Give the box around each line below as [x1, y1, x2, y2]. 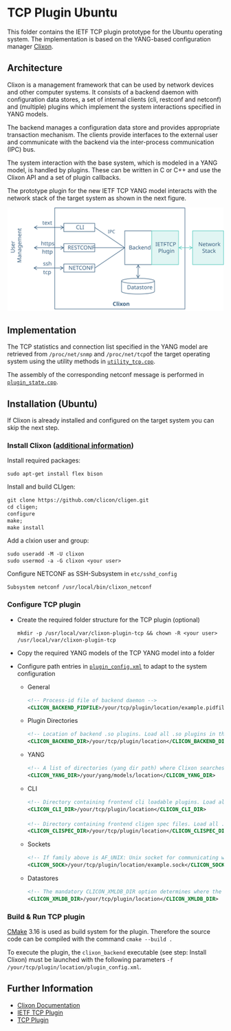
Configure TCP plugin [7, 600, 81, 609]
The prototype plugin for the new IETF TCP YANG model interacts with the [7, 186, 217, 194]
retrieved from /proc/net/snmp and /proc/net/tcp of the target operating [7, 350, 210, 358]
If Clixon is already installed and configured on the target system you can [7, 416, 214, 425]
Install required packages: [7, 456, 81, 465]
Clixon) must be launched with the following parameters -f [7, 956, 173, 964]
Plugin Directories [27, 717, 78, 725]
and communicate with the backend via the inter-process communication [7, 138, 214, 146]
